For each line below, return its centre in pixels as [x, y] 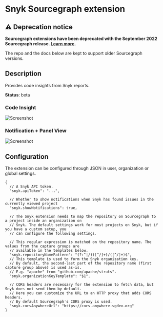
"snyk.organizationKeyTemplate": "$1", [50, 276]
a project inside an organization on [43, 221]
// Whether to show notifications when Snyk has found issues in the [81, 200]
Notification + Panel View [36, 131]
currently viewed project [31, 204]
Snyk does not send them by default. [43, 289]
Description [23, 74]
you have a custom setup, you [36, 229]
